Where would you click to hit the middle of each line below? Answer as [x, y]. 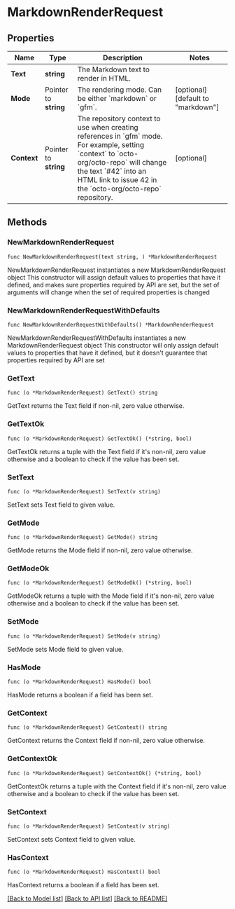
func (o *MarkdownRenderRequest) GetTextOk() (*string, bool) [100, 439]
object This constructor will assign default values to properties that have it [114, 277]
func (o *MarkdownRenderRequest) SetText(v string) [84, 491]
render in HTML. [104, 78]
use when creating [108, 127]
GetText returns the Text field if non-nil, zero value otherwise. [96, 406]
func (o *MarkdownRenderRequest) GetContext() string [87, 727]
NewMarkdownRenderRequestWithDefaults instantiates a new [97, 338]
